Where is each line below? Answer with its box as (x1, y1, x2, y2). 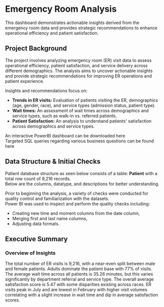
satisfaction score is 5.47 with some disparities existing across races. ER (5, 281, 152, 287)
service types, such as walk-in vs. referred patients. (12, 113, 117, 119)
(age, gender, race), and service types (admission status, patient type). (12, 102, 156, 108)
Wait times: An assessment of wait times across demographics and (12, 107, 149, 113)
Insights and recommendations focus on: (5, 87, 88, 94)
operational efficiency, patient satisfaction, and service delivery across (5, 62, 148, 68)
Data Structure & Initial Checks (5, 157, 101, 166)
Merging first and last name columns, (12, 215, 88, 221)
